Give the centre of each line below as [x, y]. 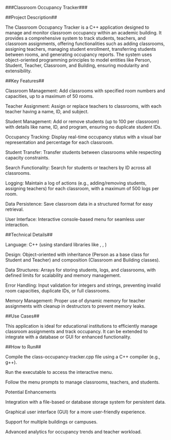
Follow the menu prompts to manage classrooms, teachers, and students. [82, 382]
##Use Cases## [22, 316]
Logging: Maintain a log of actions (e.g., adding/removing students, [76, 183]
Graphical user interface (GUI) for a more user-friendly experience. [76, 412]
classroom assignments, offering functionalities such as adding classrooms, [85, 44]
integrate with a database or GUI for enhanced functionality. [68, 337]
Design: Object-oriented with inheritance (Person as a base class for [77, 254]
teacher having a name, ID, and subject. [47, 112]
